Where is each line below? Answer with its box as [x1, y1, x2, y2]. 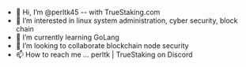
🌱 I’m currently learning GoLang [15, 32, 120, 42]
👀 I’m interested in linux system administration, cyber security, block [15, 16, 238, 25]
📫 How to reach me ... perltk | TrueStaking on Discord [15, 50, 193, 59]
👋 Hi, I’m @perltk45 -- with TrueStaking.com [15, 8, 161, 17]
